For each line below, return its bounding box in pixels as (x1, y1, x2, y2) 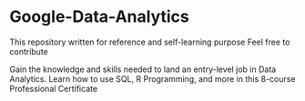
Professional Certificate (9, 83, 98, 94)
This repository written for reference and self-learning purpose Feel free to (9, 36, 290, 47)
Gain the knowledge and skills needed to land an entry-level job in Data (9, 64, 277, 75)
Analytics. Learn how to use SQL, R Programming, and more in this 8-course (9, 73, 296, 84)
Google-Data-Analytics (9, 6, 189, 27)
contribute (9, 45, 48, 56)
